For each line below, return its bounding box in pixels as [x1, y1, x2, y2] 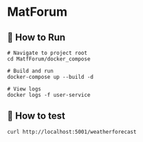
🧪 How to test [7, 110, 65, 122]
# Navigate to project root [7, 49, 88, 56]
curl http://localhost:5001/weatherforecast [7, 128, 137, 135]
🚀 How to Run [7, 32, 66, 43]
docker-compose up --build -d [7, 73, 94, 80]
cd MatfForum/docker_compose [7, 56, 91, 62]
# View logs [7, 86, 41, 93]
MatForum [7, 4, 67, 20]
